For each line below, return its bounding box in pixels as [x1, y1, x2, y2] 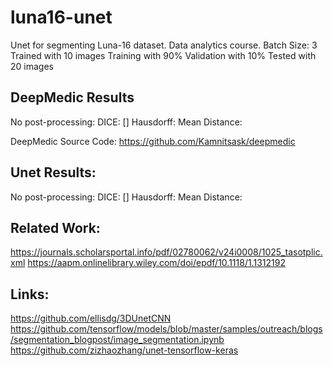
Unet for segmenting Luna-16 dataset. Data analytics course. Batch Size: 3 [10, 39, 318, 51]
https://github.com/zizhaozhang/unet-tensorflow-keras [10, 344, 239, 356]
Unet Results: [10, 164, 97, 181]
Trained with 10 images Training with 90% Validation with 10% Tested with [10, 49, 317, 61]
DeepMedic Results [10, 89, 135, 106]
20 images [10, 60, 54, 72]
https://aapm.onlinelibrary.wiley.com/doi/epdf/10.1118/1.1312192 [27, 257, 286, 269]
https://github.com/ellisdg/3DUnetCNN [10, 312, 172, 325]
